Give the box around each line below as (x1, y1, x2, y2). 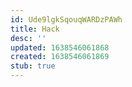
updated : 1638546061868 (10, 42, 110, 53)
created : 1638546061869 (10, 52, 110, 62)
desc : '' (10, 33, 47, 43)
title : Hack (10, 24, 60, 34)
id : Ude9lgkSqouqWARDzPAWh (10, 14, 123, 25)
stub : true (10, 61, 56, 71)
